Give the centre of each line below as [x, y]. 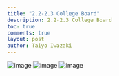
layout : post [26, 39]
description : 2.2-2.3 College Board [60, 20]
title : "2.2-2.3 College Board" [53, 13]
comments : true [29, 33]
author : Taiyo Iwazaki [40, 46]
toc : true [21, 26]
